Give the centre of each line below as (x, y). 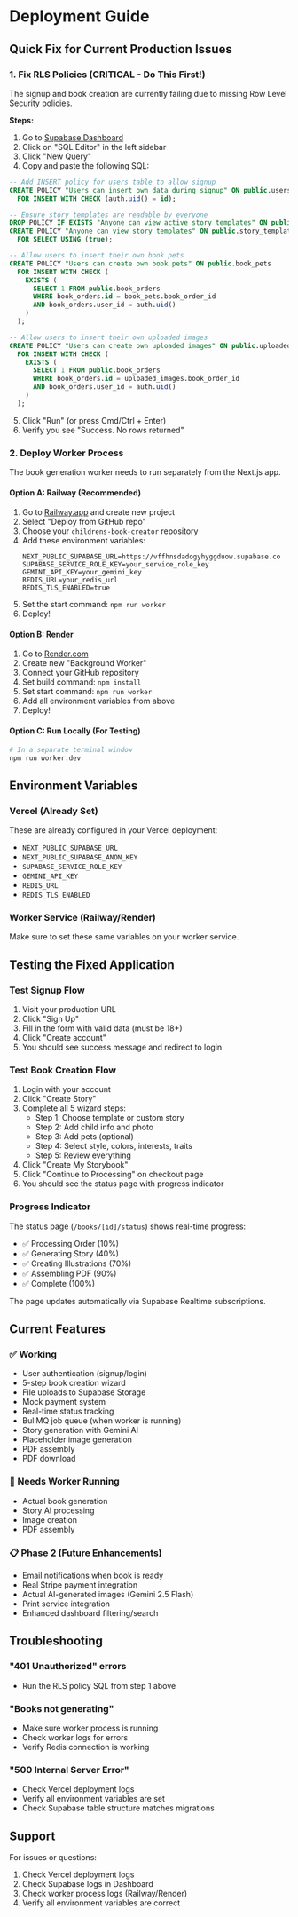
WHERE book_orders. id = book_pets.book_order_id (124, 297)
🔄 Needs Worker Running (64, 1482)
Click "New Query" (56, 156)
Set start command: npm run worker (87, 692)
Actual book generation (65, 1501)
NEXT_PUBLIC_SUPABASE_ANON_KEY (80, 858)
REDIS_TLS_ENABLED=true (66, 588)
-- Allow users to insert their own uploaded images (109, 337)
